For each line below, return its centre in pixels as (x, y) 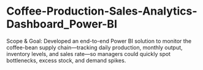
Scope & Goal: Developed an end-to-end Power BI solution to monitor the (99, 41)
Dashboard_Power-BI (62, 24)
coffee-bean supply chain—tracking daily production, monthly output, (94, 47)
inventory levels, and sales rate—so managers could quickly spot (88, 54)
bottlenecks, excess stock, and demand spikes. (66, 60)
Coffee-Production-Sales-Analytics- (102, 11)
